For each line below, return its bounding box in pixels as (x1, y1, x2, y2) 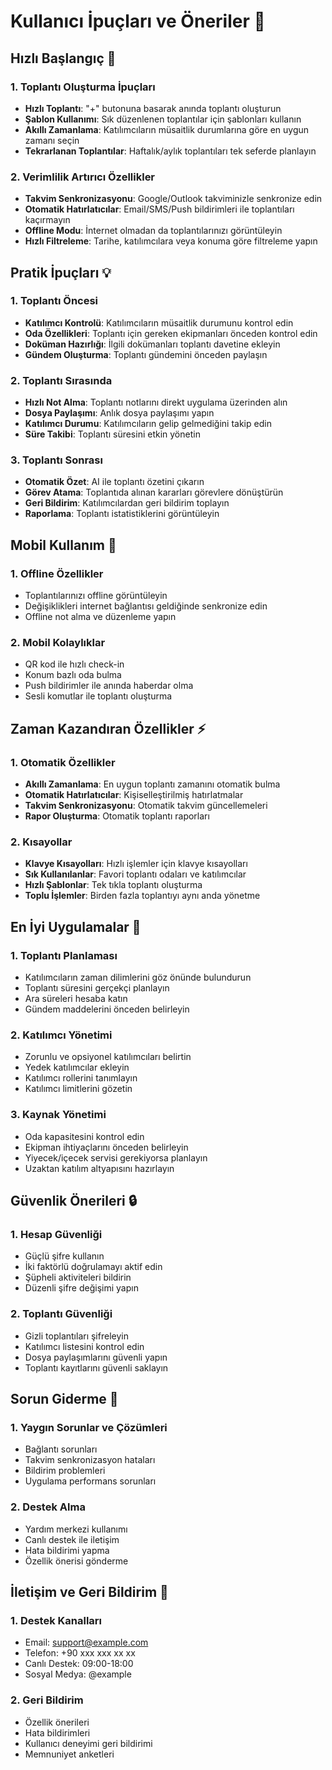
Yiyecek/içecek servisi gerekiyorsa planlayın (24, 1151, 208, 1164)
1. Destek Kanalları (10, 1613, 103, 1627)
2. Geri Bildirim (10, 1693, 84, 1707)
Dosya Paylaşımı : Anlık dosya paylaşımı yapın (24, 407, 215, 419)
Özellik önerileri (24, 1716, 90, 1728)
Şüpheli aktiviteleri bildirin (24, 1271, 132, 1284)
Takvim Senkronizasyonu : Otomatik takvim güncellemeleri (24, 800, 268, 812)
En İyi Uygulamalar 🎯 (10, 918, 142, 935)
